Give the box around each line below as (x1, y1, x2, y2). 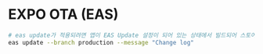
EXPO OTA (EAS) (8, 5, 119, 23)
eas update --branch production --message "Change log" (8, 38, 194, 46)
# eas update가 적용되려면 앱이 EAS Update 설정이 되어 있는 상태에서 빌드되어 (8, 31, 237, 39)
